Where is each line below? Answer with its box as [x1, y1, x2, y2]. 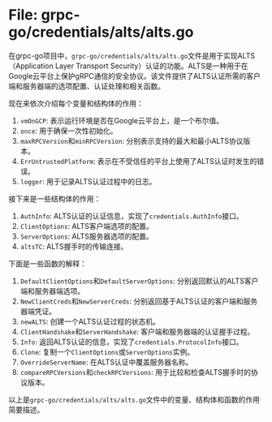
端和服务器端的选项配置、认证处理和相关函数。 [8, 81, 165, 91]
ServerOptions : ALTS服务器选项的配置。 [19, 231, 154, 241]
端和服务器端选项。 [19, 286, 85, 295]
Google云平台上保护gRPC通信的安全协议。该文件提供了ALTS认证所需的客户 [8, 71, 261, 80]
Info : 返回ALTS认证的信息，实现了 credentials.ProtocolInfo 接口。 [19, 337, 244, 347]
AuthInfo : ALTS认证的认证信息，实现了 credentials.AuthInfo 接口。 [19, 211, 244, 221]
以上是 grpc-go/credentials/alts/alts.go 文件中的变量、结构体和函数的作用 [8, 394, 261, 404]
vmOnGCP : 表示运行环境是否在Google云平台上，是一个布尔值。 [19, 115, 224, 125]
